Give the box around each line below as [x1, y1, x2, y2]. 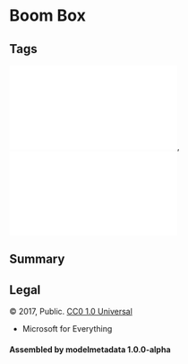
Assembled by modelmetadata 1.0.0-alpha [9, 343, 172, 355]
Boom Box [9, 5, 87, 26]
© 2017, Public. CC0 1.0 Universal [9, 306, 132, 317]
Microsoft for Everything [21, 324, 113, 334]
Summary [9, 252, 65, 267]
